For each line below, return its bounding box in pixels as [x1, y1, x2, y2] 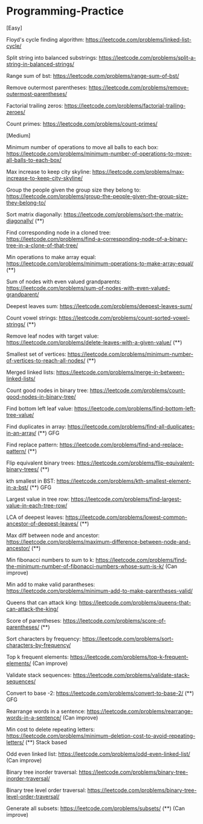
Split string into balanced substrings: [6, 54, 98, 61]
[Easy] [6, 24, 22, 31]
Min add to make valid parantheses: [6, 581, 95, 588]
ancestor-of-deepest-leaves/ [6, 520, 79, 527]
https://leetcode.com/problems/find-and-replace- [59, 441, 184, 448]
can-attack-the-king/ [6, 605, 59, 613]
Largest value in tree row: [6, 495, 70, 503]
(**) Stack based [25, 738, 68, 745]
